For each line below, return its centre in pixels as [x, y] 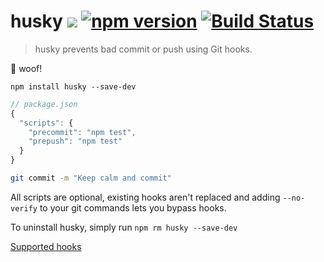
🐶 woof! [26, 68]
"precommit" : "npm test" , [82, 132]
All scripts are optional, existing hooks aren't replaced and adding [145, 197]
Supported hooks [46, 246]
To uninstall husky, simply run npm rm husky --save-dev [124, 227]
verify [24, 208]
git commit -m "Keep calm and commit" [91, 178]
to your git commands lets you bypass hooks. [133, 207]
